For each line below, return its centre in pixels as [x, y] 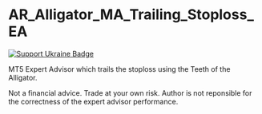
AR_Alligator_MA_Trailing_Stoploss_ [131, 15]
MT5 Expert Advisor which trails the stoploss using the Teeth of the [119, 69]
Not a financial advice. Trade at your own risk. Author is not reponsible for [130, 92]
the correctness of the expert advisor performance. [93, 101]
